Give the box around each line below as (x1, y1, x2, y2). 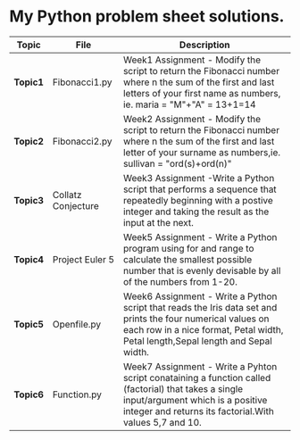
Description (179, 38, 230, 51)
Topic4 (13, 253, 45, 265)
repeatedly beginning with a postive (123, 194, 274, 206)
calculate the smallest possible (123, 253, 253, 265)
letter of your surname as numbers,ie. (123, 145, 281, 158)
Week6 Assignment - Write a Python (123, 290, 278, 303)
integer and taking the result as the (123, 205, 270, 218)
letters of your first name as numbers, (123, 87, 281, 99)
